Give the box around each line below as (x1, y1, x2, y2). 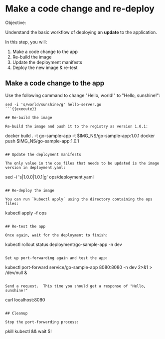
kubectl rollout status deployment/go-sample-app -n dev (5, 241, 122, 247)
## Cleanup (5, 310, 28, 315)
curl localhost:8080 (5, 296, 45, 302)
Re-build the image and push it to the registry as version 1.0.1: (5, 123, 149, 129)
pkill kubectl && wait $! (5, 328, 52, 334)
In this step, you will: (5, 38, 47, 45)
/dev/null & (5, 269, 27, 275)
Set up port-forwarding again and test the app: (5, 255, 108, 260)
